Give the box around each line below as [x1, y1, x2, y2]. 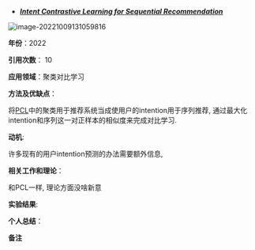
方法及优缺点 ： [8, 89, 57, 98]
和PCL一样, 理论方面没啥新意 [8, 183, 103, 192]
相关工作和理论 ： [8, 166, 64, 175]
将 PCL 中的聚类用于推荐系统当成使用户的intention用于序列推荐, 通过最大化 [8, 106, 248, 115]
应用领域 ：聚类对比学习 [8, 72, 84, 81]
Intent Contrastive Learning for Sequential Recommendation [19, 7, 223, 16]
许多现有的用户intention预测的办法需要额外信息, [8, 150, 163, 158]
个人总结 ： [8, 217, 43, 225]
